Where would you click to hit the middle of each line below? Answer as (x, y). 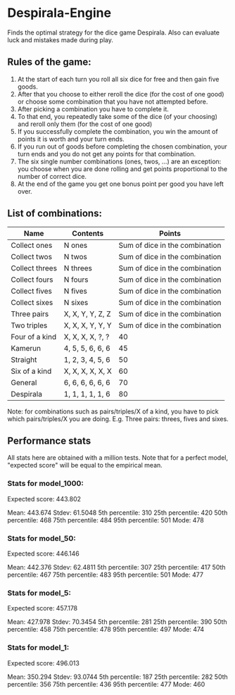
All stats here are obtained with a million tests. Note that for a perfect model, (118, 458)
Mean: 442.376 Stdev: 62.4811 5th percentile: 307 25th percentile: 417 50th (117, 567)
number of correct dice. (52, 176)
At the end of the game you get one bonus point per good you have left (120, 184)
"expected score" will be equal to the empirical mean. (85, 465)
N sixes (76, 302)
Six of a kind (31, 371)
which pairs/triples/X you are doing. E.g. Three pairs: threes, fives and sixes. (118, 419)
